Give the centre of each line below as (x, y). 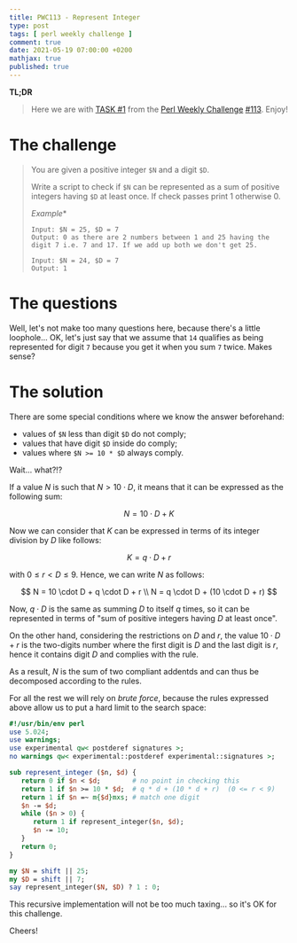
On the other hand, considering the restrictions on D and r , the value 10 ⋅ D (145, 635)
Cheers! (23, 931)
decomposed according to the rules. (75, 681)
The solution (56, 392)
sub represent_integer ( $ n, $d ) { (73, 773)
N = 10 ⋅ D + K (149, 513)
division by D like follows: (55, 540)
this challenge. (36, 914)
